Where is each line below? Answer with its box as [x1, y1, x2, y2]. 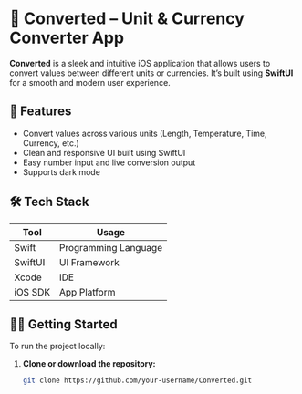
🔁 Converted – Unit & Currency [9, 8, 245, 29]
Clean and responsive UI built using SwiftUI [22, 147, 186, 158]
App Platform [58, 285, 116, 298]
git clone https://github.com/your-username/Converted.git [22, 376, 253, 386]
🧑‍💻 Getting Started [9, 316, 118, 332]
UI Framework [58, 255, 120, 268]
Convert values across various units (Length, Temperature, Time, [22, 128, 267, 139]
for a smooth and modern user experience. [9, 77, 171, 88]
